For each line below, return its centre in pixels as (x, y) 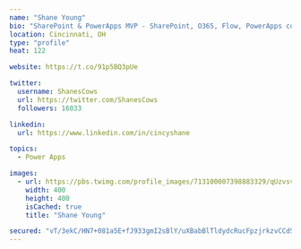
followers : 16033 (50, 108)
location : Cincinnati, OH (57, 34)
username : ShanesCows (58, 91)
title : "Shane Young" (65, 215)
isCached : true (54, 207)
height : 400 (47, 198)
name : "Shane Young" (48, 17)
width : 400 (46, 190)
